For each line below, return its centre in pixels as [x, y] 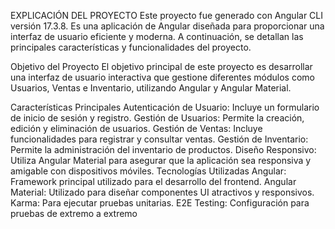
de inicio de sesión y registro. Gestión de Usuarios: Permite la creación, [157, 118]
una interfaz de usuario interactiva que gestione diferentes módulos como [162, 77]
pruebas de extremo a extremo [74, 213]
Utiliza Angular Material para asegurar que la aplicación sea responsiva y [161, 160]
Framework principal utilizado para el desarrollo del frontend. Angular [153, 181]
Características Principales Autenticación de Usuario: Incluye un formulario [165, 107]
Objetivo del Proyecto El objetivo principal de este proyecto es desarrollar [161, 66]
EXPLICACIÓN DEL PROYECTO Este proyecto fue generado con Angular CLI [167, 15]
